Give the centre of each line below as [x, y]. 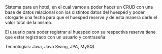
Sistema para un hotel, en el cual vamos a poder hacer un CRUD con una [79, 7]
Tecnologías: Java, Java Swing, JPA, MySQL [50, 46]
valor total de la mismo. [29, 22]
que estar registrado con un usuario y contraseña [55, 37]
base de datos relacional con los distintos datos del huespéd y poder [75, 12]
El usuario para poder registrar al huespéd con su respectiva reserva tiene [81, 32]
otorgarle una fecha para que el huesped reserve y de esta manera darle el [81, 17]
